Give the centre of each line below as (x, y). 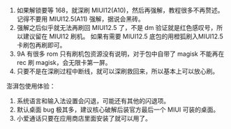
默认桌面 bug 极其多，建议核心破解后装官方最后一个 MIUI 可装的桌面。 (118, 109)
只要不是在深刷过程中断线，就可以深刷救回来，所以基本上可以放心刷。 (118, 71)
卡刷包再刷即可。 (41, 45)
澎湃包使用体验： (31, 86)
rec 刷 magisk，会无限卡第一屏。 (64, 62)
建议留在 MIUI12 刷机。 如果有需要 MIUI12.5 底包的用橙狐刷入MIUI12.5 (123, 36)
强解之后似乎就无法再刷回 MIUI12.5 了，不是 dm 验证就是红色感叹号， (117, 28)
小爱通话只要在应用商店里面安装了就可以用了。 (84, 118)
